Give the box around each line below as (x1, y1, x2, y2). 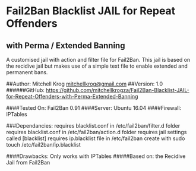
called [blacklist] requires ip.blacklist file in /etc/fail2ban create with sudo (6, 135, 185, 142)
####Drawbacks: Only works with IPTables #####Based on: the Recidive (6, 153, 186, 160)
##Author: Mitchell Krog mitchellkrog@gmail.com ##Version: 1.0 (6, 80, 163, 87)
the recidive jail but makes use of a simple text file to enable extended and (6, 62, 188, 69)
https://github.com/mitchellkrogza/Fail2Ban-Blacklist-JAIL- (45, 87, 189, 93)
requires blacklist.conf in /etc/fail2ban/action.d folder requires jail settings (6, 129, 187, 135)
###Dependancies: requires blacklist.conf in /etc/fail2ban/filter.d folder (6, 122, 181, 129)
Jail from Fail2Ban (6, 159, 50, 166)
